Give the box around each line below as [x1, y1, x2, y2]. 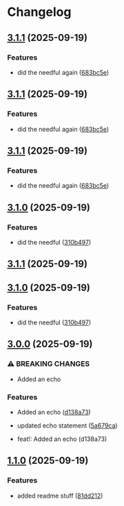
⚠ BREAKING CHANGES [7, 359, 90, 369]
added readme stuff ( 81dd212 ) [17, 491, 103, 500]
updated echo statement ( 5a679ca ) [17, 421, 118, 430]
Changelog [7, 4, 72, 20]
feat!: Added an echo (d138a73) [17, 435, 107, 443]
